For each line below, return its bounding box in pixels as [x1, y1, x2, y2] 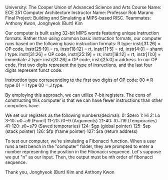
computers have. [5, 103, 40, 108]
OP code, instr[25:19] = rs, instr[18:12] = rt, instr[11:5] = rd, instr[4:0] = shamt [5, 46, 163, 52]
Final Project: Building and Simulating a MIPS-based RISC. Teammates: [5, 15, 151, 21]
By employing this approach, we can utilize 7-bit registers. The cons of [5, 92, 151, 98]
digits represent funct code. [5, 67, 62, 73]
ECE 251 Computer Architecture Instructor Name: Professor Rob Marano [5, 10, 154, 16]
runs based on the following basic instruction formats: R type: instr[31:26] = [5, 41, 161, 47]
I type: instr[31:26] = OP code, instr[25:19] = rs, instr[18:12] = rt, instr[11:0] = [5, 51, 161, 57]
